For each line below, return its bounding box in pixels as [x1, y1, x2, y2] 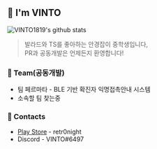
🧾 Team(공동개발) [7, 68, 65, 78]
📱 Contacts [7, 112, 46, 122]
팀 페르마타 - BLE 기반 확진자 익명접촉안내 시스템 [17, 85, 151, 94]
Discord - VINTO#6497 [17, 135, 84, 143]
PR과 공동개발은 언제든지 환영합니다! [24, 48, 124, 57]
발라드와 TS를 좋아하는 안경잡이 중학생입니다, [24, 40, 149, 48]
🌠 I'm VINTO [7, 7, 61, 19]
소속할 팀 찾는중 [17, 94, 61, 102]
